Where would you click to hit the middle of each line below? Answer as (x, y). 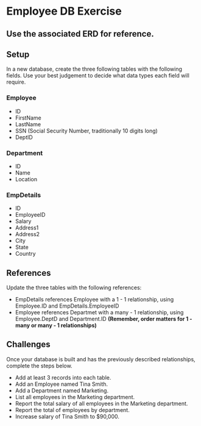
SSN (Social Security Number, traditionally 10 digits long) (86, 131)
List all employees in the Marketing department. (75, 397)
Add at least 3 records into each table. (63, 377)
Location (26, 179)
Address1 (27, 228)
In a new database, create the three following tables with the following (94, 69)
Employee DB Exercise (64, 11)
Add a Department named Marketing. (62, 390)
